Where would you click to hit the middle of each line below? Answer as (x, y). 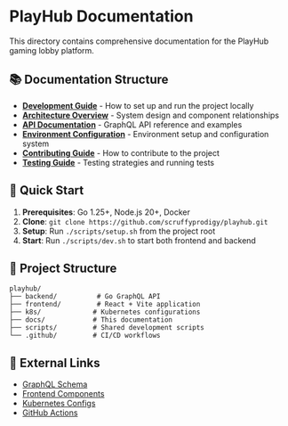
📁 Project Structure (63, 268)
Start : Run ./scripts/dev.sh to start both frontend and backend (139, 240)
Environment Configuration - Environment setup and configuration (145, 134)
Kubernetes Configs (59, 404)
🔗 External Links (55, 363)
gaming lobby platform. (52, 50)
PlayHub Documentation (101, 16)
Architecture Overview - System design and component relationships (151, 115)
